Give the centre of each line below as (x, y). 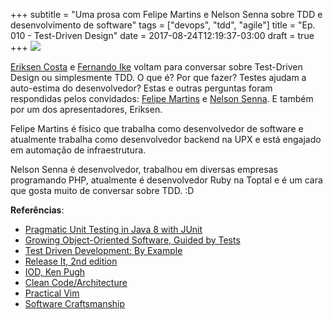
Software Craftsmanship (75, 303)
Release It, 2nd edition (71, 261)
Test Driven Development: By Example (103, 250)
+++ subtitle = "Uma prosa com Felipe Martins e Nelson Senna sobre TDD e (166, 14)
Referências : (37, 210)
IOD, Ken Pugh (55, 272)
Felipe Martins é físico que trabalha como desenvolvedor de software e (157, 128)
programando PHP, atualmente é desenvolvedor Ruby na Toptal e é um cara (166, 180)
